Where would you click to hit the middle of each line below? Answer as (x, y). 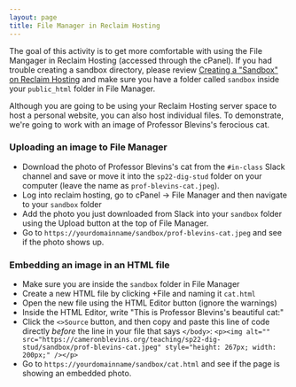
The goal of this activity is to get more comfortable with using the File (136, 50)
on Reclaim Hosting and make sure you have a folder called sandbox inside (144, 79)
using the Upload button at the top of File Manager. (115, 223)
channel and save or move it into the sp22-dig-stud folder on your (142, 176)
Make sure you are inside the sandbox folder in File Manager (131, 284)
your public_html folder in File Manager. (82, 89)
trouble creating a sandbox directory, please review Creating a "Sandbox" (144, 70)
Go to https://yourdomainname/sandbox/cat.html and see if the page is (151, 364)
